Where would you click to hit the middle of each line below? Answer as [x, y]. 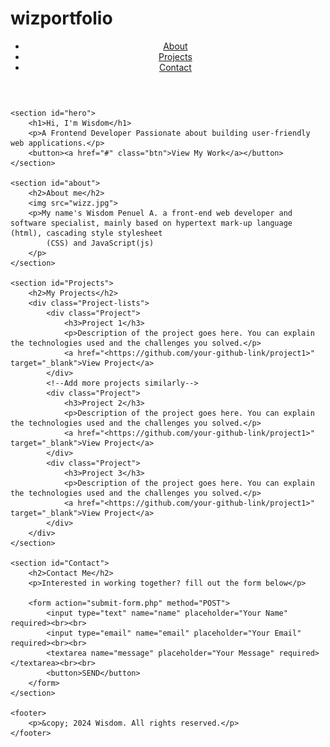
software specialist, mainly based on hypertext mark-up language [151, 223]
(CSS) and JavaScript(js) [100, 243]
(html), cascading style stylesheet [86, 233]
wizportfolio [61, 18]
